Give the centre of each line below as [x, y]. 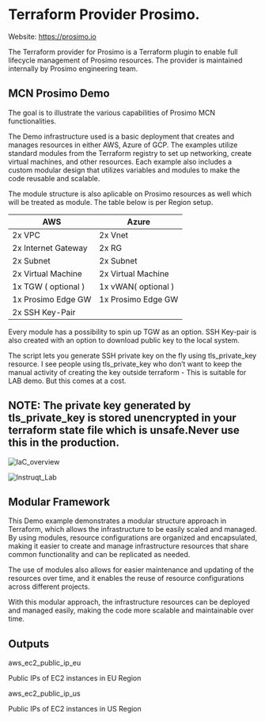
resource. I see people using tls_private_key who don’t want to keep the [125, 364]
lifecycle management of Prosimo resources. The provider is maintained [125, 60]
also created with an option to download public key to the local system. [124, 340]
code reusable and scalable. [54, 178]
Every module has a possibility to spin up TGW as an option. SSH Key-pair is [132, 332]
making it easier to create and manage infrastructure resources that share [129, 546]
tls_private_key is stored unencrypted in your [123, 418]
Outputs [29, 644]
